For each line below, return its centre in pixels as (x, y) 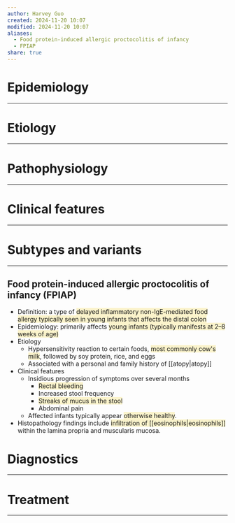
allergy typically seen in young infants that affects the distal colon (112, 320)
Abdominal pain (61, 408)
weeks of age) (38, 334)
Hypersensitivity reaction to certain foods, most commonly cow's (122, 349)
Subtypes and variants (74, 250)
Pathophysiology (58, 168)
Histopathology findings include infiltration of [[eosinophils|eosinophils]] (121, 423)
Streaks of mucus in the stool (80, 401)
